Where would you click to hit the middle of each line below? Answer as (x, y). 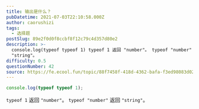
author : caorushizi (30, 22)
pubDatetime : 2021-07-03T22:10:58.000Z (55, 17)
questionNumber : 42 (30, 66)
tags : (13, 28)
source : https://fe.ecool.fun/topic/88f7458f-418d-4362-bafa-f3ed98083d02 (100, 72)
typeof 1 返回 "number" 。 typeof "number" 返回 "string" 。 (77, 100)
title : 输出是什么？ (29, 11)
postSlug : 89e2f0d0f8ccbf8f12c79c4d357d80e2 (62, 39)
